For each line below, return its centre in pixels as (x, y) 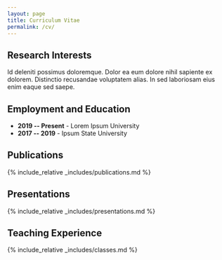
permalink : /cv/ (31, 27)
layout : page (26, 14)
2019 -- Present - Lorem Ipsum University (78, 126)
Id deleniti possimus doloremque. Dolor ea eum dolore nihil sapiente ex (110, 72)
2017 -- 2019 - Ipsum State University (72, 133)
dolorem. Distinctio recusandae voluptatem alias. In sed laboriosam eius (111, 80)
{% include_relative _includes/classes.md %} (73, 250)
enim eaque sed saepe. (41, 87)
